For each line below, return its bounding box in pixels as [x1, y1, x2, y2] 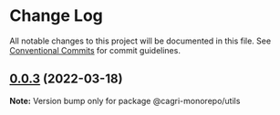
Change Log [9, 5, 103, 26]
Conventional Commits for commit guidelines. [9, 44, 181, 55]
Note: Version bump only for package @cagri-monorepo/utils [9, 95, 241, 106]
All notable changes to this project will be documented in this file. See [9, 35, 272, 46]
